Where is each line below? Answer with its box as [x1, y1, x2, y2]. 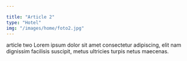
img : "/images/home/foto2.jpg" [6, 25, 85, 31]
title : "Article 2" [6, 14, 55, 20]
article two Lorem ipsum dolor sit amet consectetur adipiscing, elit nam [6, 41, 182, 48]
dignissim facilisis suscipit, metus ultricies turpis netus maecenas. [6, 48, 169, 55]
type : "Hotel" [6, 19, 42, 26]
